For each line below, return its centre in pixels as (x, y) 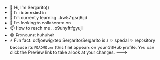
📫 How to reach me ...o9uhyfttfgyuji (46, 28)
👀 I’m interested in (28, 12)
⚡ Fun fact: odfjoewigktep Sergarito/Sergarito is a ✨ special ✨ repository (82, 40)
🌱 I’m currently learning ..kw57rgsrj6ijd (48, 18)
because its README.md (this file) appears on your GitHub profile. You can (82, 47)
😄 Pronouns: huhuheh (32, 35)
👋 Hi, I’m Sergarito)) (29, 7)
